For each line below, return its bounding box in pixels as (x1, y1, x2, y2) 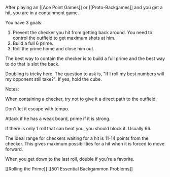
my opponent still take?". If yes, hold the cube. (5, 76, 103, 82)
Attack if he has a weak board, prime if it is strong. (5, 115, 111, 122)
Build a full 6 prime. (12, 40, 53, 46)
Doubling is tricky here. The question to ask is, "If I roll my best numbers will (5, 71, 164, 77)
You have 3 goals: (5, 20, 43, 25)
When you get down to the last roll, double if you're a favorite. (5, 156, 134, 162)
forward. (5, 146, 23, 152)
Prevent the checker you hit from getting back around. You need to (12, 29, 153, 35)
